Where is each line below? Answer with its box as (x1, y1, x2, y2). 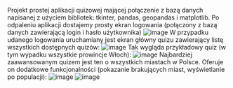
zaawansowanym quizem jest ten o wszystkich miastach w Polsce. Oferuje (7, 58, 224, 66)
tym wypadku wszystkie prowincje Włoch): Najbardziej (7, 50, 193, 59)
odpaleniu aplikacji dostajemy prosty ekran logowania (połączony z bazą (7, 21, 218, 29)
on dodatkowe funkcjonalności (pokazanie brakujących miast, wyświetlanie (7, 66, 225, 73)
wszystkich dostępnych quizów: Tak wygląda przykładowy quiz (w (7, 43, 227, 51)
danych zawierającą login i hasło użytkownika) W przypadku (7, 28, 209, 36)
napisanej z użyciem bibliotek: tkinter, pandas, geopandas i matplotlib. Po (7, 13, 220, 22)
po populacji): (7, 73, 47, 81)
